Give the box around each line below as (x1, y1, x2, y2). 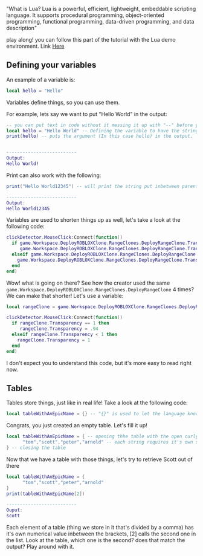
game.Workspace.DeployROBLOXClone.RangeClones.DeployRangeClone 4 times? (6, 285, 195, 293)
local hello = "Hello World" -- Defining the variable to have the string (6, 128, 199, 134)
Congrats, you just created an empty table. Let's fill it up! (6, 422, 148, 429)
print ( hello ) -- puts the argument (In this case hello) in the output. (6, 133, 193, 140)
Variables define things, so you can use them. (6, 99, 120, 106)
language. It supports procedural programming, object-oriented (6, 11, 164, 19)
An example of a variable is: (6, 76, 76, 83)
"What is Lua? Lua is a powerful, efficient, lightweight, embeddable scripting (6, 5, 196, 12)
